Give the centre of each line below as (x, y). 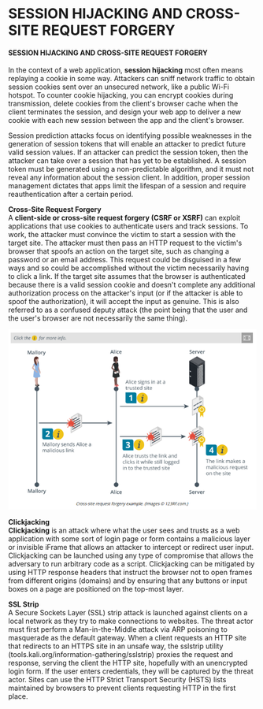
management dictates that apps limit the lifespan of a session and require (127, 186)
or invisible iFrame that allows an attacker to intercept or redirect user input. (131, 548)
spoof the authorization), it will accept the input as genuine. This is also (124, 302)
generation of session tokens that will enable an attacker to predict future (127, 144)
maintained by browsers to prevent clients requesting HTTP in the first (122, 688)
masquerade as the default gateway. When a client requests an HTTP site (127, 638)
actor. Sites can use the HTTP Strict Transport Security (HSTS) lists (117, 680)
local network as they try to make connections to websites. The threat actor (131, 621)
